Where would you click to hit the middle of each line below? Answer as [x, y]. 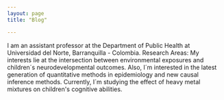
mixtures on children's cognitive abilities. [65, 89]
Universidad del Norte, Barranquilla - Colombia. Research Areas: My [103, 53]
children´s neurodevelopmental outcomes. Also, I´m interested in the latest [112, 67]
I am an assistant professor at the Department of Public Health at [99, 45]
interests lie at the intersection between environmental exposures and [105, 60]
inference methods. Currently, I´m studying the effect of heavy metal [104, 82]
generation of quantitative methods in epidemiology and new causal [103, 74]
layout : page [26, 13]
